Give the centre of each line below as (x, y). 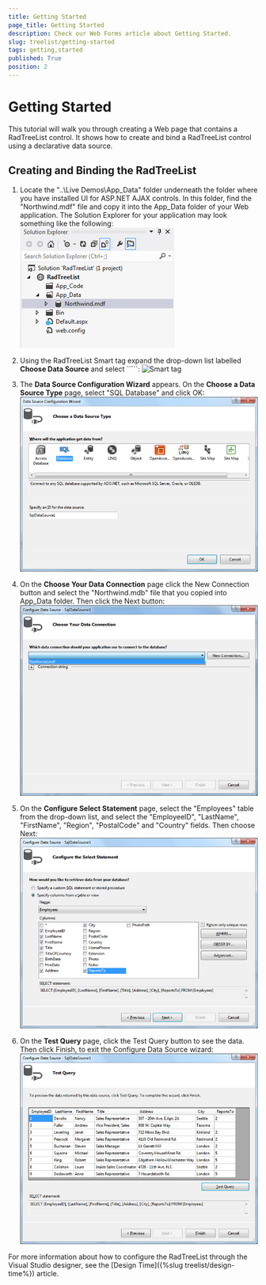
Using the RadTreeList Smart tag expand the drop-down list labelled (130, 360)
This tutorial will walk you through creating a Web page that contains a (123, 129)
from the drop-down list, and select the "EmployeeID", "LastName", (129, 816)
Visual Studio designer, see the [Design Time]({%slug (96, 1265)
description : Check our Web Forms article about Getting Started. (120, 33)
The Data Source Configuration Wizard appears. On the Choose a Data (137, 384)
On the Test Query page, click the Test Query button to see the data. (132, 1041)
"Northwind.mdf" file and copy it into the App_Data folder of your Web (134, 207)
